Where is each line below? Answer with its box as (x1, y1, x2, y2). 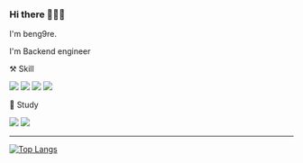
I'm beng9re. (9, 29, 57, 40)
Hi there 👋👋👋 (9, 8, 66, 21)
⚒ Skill (9, 63, 34, 75)
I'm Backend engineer (9, 46, 91, 57)
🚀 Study (9, 99, 39, 111)
